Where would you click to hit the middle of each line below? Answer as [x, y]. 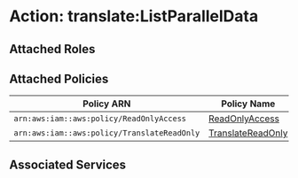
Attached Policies [59, 78]
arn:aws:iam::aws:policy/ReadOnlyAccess [100, 119]
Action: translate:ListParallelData [134, 16]
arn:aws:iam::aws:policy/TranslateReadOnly [107, 133]
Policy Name [248, 104]
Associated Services [68, 164]
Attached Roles [52, 49]
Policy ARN [107, 104]
